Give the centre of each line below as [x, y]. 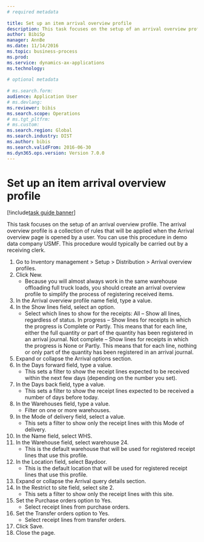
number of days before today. [62, 398]
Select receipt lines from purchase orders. [77, 507]
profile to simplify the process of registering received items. [99, 294]
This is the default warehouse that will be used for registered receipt [110, 449]
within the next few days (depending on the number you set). [101, 378]
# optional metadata [33, 80]
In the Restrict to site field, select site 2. [65, 488]
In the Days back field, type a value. [60, 384]
